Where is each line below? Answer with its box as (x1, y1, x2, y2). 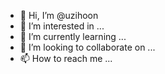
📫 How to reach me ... (19, 53, 113, 64)
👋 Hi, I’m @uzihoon (19, 10, 99, 21)
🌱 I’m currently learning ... (19, 31, 127, 42)
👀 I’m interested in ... (19, 20, 105, 32)
